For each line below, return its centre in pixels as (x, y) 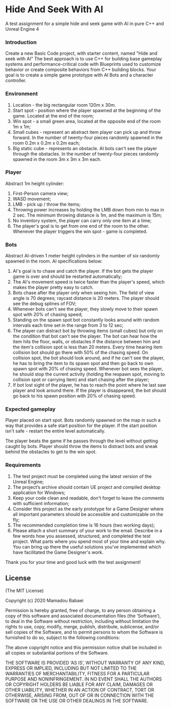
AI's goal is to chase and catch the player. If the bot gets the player (83, 271)
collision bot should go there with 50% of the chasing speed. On (80, 352)
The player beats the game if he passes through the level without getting (82, 441)
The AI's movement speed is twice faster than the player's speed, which (89, 282)
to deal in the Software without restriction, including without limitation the (82, 621)
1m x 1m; (22, 127)
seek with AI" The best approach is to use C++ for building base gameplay (84, 59)
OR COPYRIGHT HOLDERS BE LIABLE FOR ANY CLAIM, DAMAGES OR (79, 684)
